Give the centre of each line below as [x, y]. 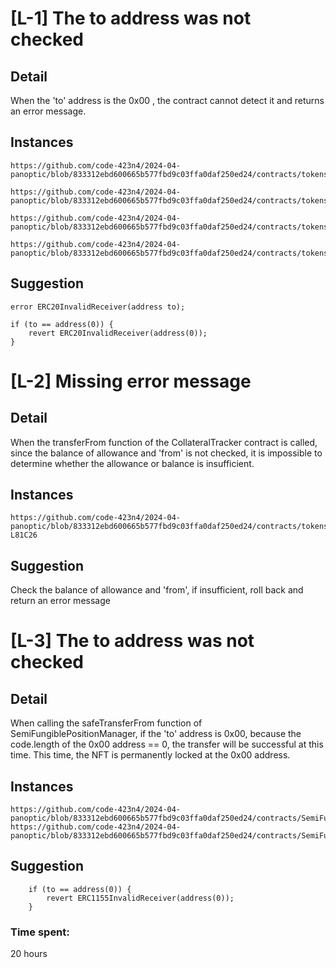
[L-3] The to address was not [132, 641]
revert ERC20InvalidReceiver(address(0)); [118, 333]
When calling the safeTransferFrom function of [106, 723]
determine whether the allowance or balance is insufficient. [132, 463]
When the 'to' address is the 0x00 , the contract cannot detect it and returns [167, 100]
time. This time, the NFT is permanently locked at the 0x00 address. [150, 755]
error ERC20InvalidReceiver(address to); [98, 307]
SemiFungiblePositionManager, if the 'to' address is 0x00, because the [156, 734]
